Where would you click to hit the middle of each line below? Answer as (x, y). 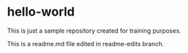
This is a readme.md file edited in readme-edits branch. (86, 43)
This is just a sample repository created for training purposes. (94, 31)
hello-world (41, 12)
